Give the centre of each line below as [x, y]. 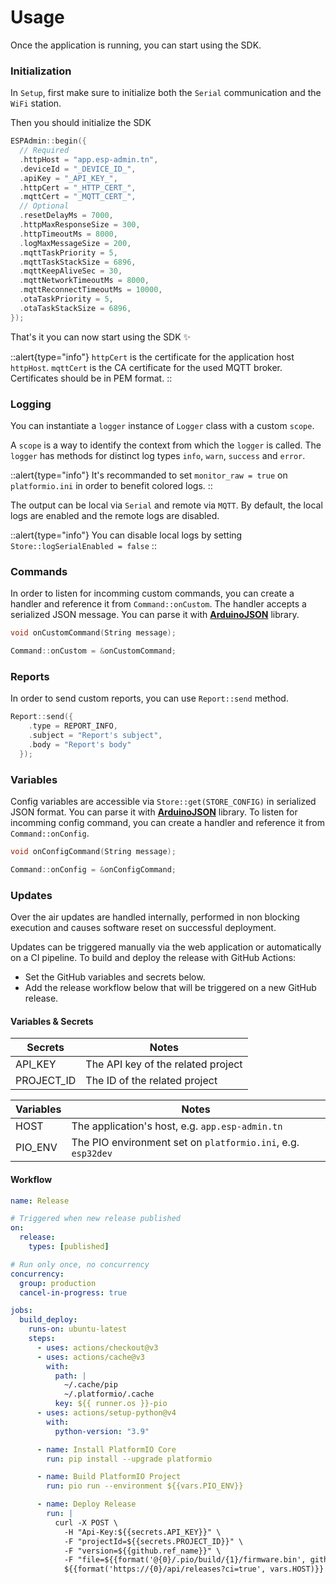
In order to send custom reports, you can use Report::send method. [149, 698]
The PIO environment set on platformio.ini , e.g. [185, 1143]
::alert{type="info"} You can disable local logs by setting [126, 535]
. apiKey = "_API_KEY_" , [68, 178]
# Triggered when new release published [96, 1219]
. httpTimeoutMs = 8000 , [68, 234]
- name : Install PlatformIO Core [106, 1449]
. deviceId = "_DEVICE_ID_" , [78, 169]
